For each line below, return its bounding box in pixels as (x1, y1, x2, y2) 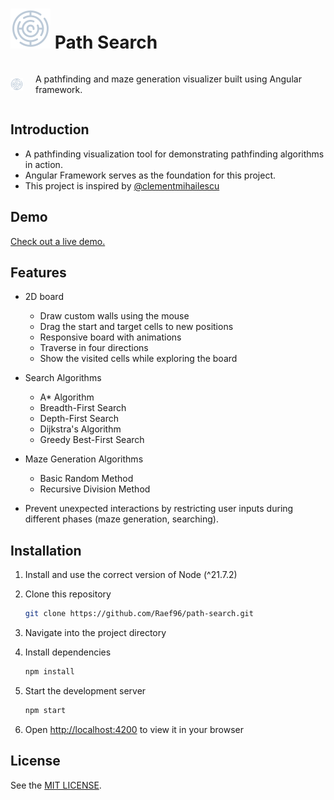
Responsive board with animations (39, 331, 182, 343)
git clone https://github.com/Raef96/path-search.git (24, 609, 254, 619)
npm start (24, 705, 67, 715)
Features (10, 264, 67, 281)
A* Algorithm (39, 391, 95, 403)
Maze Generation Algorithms (24, 453, 144, 465)
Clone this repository (24, 588, 112, 600)
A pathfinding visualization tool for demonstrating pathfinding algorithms (24, 148, 325, 160)
